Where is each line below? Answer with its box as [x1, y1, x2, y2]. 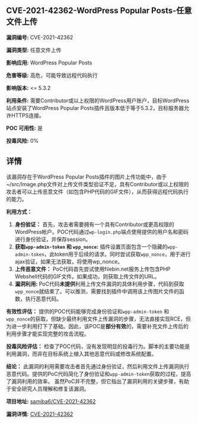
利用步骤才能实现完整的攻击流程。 [6, 330, 90, 337]
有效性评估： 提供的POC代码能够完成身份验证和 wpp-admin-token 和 [6, 308, 170, 315]
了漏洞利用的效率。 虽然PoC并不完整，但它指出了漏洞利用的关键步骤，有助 [6, 377, 190, 385]
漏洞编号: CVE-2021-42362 [6, 33, 74, 40]
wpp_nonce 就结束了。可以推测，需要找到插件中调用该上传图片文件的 [14, 287, 180, 294]
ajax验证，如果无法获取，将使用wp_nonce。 [14, 258, 123, 265]
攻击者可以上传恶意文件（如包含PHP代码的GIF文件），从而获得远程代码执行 [6, 188, 189, 195]
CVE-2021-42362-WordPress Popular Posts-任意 [6, 5, 192, 16]
